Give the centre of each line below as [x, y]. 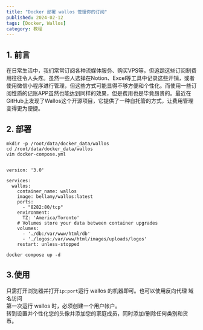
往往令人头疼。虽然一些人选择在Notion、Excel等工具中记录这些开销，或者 [103, 78]
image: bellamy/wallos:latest [55, 196]
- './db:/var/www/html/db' [56, 234]
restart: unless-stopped [48, 244]
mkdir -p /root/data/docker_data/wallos [58, 144]
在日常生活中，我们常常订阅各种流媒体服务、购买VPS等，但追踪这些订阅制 [99, 71]
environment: [34, 213]
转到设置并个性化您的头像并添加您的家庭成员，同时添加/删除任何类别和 [95, 313]
